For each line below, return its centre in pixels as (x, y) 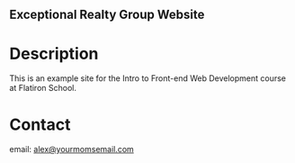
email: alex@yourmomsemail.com (72, 149)
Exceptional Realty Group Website (107, 15)
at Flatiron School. (43, 88)
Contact (40, 124)
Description (54, 54)
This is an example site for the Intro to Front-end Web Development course (147, 78)
